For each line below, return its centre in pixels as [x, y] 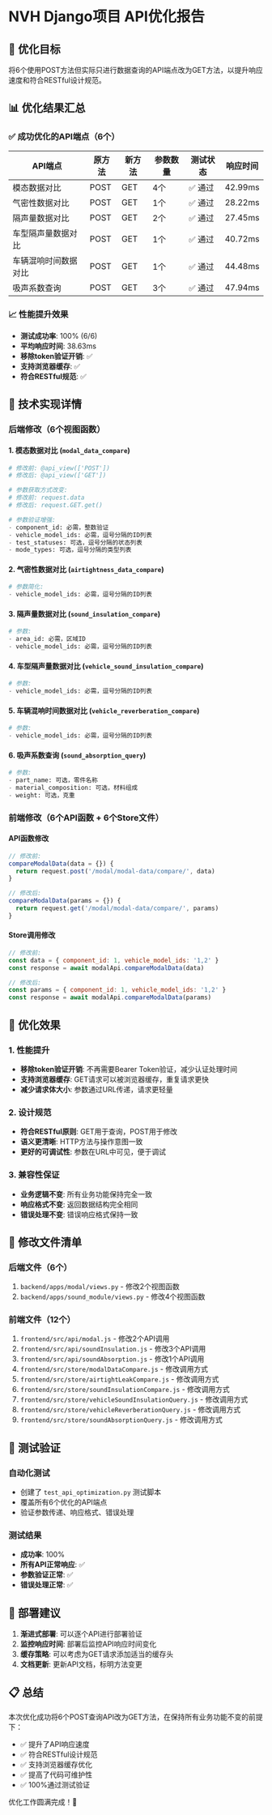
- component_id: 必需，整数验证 [59, 527]
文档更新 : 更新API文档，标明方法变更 [81, 1664]
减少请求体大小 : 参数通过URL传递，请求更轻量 [97, 1089]
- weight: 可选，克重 [42, 795]
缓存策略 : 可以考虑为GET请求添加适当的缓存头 [97, 1655]
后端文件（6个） [40, 1267]
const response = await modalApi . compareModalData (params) [110, 997]
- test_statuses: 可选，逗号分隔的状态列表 [76, 542]
